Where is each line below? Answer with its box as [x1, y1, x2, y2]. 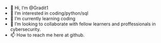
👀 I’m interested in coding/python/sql [10, 10, 89, 16]
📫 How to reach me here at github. [10, 32, 85, 38]
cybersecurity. [10, 26, 41, 32]
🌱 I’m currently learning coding [10, 16, 76, 21]
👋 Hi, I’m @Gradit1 [10, 5, 49, 11]
